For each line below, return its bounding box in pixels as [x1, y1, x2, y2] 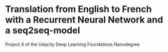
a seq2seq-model [5, 25, 80, 36]
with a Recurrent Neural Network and [5, 14, 163, 25]
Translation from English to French [5, 3, 152, 15]
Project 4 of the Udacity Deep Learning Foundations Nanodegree [5, 41, 140, 47]
